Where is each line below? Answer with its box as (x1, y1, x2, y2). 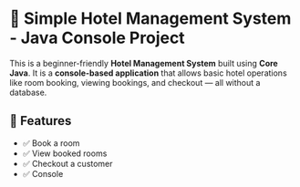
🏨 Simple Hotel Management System (9, 8, 292, 29)
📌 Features (9, 113, 72, 129)
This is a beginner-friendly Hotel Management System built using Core (9, 57, 278, 68)
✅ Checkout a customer (22, 158, 113, 169)
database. (9, 87, 47, 98)
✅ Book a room (22, 137, 80, 149)
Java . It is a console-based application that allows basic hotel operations (9, 68, 287, 78)
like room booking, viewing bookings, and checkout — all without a (9, 77, 261, 88)
